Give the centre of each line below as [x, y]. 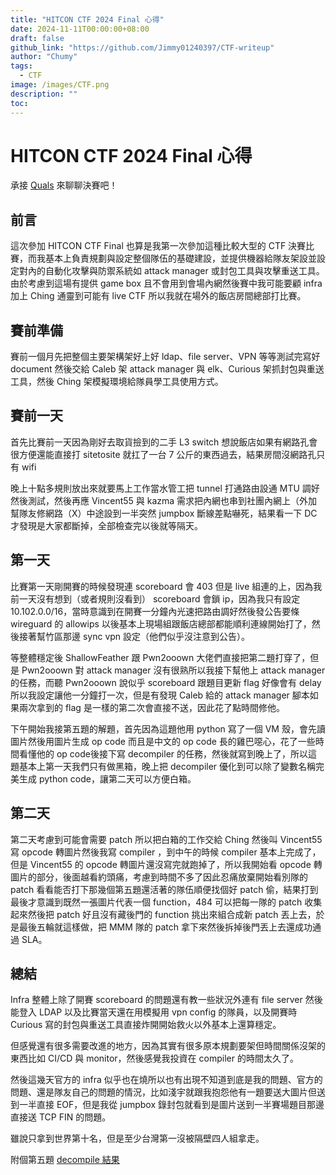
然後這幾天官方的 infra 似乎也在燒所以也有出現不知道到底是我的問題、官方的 [166, 1080]
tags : [21, 66]
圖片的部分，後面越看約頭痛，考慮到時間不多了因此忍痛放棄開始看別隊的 [159, 877]
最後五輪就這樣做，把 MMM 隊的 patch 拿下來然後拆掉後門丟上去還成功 [165, 927]
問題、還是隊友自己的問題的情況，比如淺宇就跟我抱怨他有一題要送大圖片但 [163, 1092]
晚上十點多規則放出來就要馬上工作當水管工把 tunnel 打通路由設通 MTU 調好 [165, 488]
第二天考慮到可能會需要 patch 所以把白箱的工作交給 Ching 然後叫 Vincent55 [166, 839]
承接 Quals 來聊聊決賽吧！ [64, 185]
